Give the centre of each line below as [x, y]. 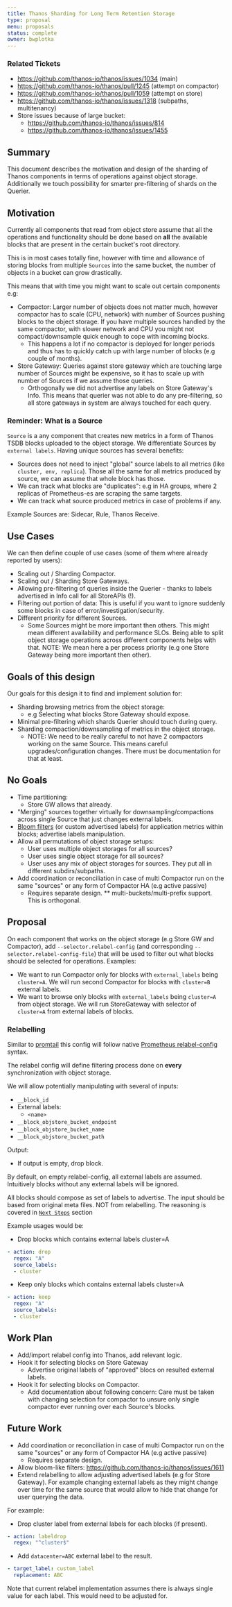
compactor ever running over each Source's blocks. [102, 1406]
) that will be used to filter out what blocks [154, 953]
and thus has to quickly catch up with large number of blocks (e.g [121, 351]
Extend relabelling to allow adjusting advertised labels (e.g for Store [114, 1474]
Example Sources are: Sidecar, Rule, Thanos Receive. [83, 514]
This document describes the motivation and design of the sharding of [108, 169]
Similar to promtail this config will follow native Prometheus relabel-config [113, 1044]
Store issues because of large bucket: [71, 116]
